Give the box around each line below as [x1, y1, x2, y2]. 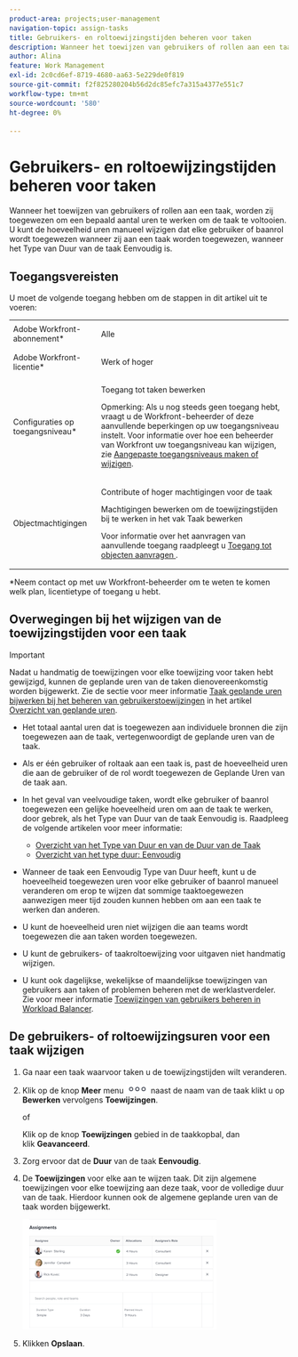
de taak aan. [21, 777, 68, 788]
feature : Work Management [9, 61, 105, 70]
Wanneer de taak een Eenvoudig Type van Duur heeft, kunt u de [21, 866, 257, 876]
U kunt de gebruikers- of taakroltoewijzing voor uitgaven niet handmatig [21, 948, 286, 958]
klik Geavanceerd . [21, 1138, 90, 1149]
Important [9, 650, 45, 660]
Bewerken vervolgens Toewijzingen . [21, 1094, 158, 1105]
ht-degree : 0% [9, 108, 62, 117]
